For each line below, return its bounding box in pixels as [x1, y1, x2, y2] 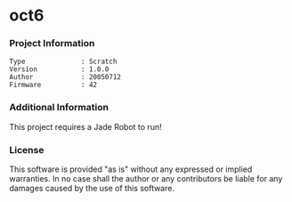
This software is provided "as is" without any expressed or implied [9, 164, 253, 174]
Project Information [9, 37, 95, 50]
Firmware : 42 [9, 81, 98, 90]
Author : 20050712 [9, 73, 122, 82]
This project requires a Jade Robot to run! [9, 121, 162, 132]
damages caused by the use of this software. [9, 183, 175, 194]
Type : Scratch [9, 57, 118, 67]
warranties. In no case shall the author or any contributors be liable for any [9, 174, 283, 184]
